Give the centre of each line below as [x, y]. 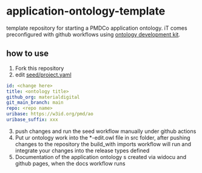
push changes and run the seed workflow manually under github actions [106, 131]
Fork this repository [39, 68]
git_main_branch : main [35, 103]
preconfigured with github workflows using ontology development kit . [93, 34]
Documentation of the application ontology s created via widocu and [101, 157]
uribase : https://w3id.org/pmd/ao [50, 114]
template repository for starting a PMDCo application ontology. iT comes [97, 28]
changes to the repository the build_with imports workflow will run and [103, 144]
